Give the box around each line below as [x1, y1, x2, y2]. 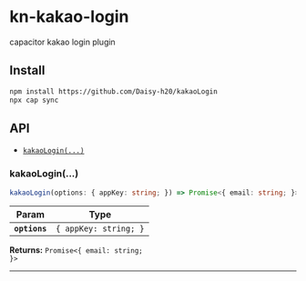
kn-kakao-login [9, 6, 129, 27]
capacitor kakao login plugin [9, 36, 116, 47]
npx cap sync [9, 95, 59, 105]
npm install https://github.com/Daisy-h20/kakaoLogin [9, 86, 219, 96]
